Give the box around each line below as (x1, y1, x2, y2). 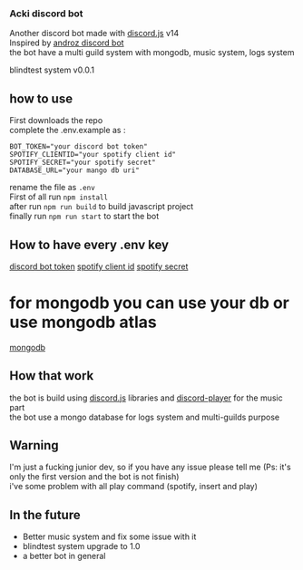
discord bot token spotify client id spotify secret (9, 261, 189, 272)
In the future (9, 507, 81, 523)
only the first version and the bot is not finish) (9, 471, 180, 482)
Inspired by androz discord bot (9, 37, 124, 48)
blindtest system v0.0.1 (9, 64, 95, 75)
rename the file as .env (9, 182, 95, 193)
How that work (9, 368, 94, 383)
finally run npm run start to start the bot (9, 211, 160, 222)
